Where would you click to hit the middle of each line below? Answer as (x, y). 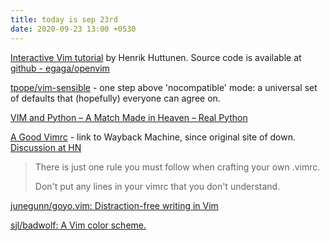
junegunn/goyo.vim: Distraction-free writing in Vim (114, 205)
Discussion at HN (46, 147)
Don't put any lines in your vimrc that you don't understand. (157, 186)
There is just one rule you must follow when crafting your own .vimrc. (177, 167)
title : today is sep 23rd (64, 19)
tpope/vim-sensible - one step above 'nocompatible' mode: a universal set (164, 87)
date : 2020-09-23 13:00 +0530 (73, 29)
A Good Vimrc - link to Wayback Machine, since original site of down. (153, 137)
